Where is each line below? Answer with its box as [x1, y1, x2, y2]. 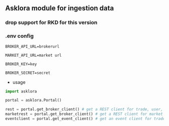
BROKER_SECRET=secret [5, 70, 51, 75]
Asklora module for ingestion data [5, 4, 114, 13]
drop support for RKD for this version [5, 19, 98, 26]
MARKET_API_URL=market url [5, 53, 62, 58]
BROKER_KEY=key [5, 61, 37, 67]
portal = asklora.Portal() [5, 98, 62, 103]
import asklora [5, 89, 37, 94]
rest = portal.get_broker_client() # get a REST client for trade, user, [5, 107, 163, 112]
